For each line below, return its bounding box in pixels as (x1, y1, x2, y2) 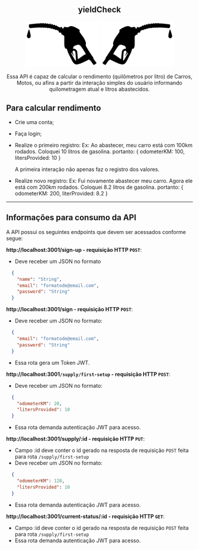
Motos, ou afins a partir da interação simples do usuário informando (17, 80, 182, 87)
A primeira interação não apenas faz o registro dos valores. (14, 166, 160, 173)
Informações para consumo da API (6, 213, 137, 223)
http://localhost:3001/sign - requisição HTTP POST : (6, 306, 133, 313)
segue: (6, 235, 23, 242)
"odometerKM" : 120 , (17, 478, 65, 484)
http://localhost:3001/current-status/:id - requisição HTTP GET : (6, 513, 165, 520)
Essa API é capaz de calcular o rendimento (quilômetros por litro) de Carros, (7, 73, 192, 80)
